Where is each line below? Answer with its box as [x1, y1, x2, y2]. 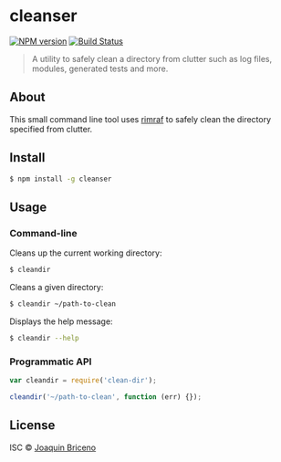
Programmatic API [9, 355, 92, 368]
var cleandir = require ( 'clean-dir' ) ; [9, 376, 157, 385]
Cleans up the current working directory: [9, 247, 162, 258]
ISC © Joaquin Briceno [9, 442, 97, 453]
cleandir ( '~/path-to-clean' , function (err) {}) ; [9, 392, 203, 402]
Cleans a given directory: [9, 282, 104, 292]
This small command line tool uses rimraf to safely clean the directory [9, 113, 272, 124]
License [9, 417, 56, 434]
